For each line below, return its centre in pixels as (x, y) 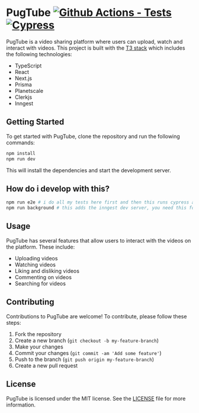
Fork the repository (38, 334)
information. (21, 405)
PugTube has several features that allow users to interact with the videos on (99, 240)
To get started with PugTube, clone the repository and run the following (93, 136)
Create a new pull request (46, 365)
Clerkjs (23, 97)
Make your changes (39, 347)
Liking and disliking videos (47, 271)
